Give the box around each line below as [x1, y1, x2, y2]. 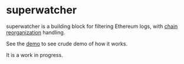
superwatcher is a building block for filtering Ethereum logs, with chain [6, 23, 178, 30]
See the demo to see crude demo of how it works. [6, 40, 128, 47]
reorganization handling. [6, 29, 65, 35]
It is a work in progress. [6, 51, 63, 58]
